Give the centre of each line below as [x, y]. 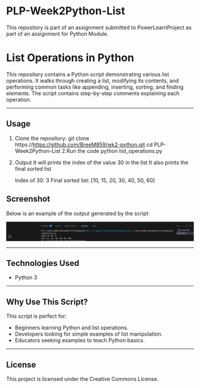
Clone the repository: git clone [52, 138]
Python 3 [26, 277]
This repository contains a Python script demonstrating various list [88, 74]
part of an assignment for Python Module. [57, 33]
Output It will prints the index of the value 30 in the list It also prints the [101, 162]
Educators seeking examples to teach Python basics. [79, 340]
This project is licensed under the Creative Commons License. [82, 379]
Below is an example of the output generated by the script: [78, 213]
